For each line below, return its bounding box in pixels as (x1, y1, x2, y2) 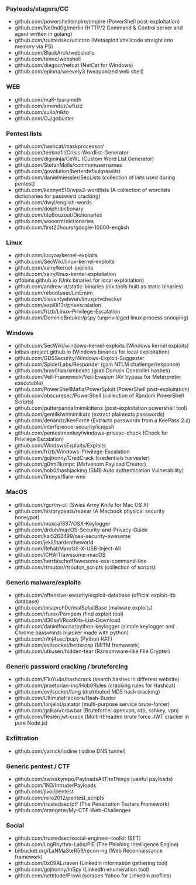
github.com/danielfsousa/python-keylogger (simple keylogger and (14, 623, 175, 630)
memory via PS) (14, 43, 54, 50)
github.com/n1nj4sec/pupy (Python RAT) (14, 635, 113, 642)
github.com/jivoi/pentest (14, 788, 74, 795)
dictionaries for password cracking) (14, 193, 101, 200)
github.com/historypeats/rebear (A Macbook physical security (14, 507, 165, 514)
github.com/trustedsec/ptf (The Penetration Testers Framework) (14, 800, 170, 807)
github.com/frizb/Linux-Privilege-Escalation (14, 308, 121, 315)
